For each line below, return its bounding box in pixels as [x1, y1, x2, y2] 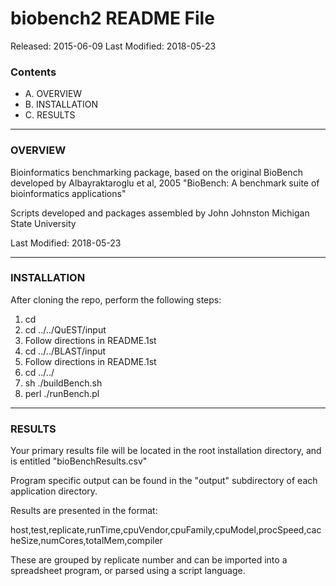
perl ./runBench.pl [24, 387, 100, 399]
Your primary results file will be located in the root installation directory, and [10, 445, 322, 457]
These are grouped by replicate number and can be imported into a [10, 554, 288, 566]
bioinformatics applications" [10, 187, 127, 199]
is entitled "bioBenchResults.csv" [10, 455, 148, 467]
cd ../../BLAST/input [24, 345, 107, 357]
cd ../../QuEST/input [24, 323, 107, 336]
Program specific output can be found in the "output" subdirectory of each [10, 475, 318, 487]
